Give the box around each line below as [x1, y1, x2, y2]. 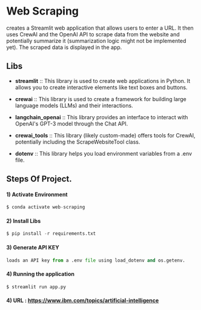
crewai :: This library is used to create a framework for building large [15, 95, 186, 102]
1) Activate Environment [6, 191, 68, 198]
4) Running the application [6, 270, 74, 277]
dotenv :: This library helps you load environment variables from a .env [15, 150, 193, 157]
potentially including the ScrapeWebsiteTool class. [15, 138, 140, 145]
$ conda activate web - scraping [6, 204, 85, 210]
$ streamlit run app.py [6, 283, 67, 290]
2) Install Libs [6, 217, 41, 225]
